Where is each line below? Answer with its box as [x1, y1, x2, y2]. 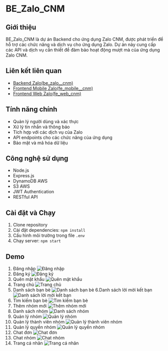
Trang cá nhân [12, 340, 43, 346]
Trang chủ [12, 281, 34, 288]
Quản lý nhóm [12, 313, 42, 319]
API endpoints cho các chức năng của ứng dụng [12, 134, 113, 140]
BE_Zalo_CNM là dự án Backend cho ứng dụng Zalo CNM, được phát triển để [5, 36, 163, 42]
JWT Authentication [12, 189, 54, 195]
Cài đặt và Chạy [5, 208, 56, 217]
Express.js [12, 173, 34, 179]
